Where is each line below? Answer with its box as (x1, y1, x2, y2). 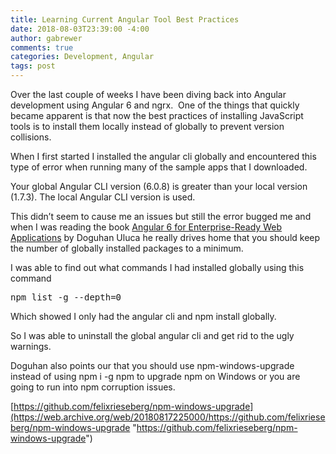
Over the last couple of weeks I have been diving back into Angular (10, 89, 287, 100)
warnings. (10, 341, 52, 352)
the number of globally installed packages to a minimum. (10, 242, 244, 254)
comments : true (10, 42, 74, 53)
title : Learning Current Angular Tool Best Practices (10, 14, 240, 25)
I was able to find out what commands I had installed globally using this (10, 262, 305, 273)
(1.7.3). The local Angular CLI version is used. (10, 191, 196, 203)
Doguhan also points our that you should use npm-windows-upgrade (10, 360, 295, 371)
